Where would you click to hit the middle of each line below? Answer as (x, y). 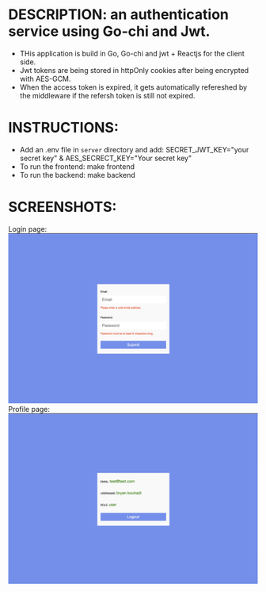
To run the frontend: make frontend (77, 166)
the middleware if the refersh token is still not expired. (107, 95)
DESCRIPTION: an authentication (119, 15)
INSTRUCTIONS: (63, 128)
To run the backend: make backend (78, 175)
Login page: (28, 229)
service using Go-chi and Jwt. (109, 31)
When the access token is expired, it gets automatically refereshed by (133, 87)
